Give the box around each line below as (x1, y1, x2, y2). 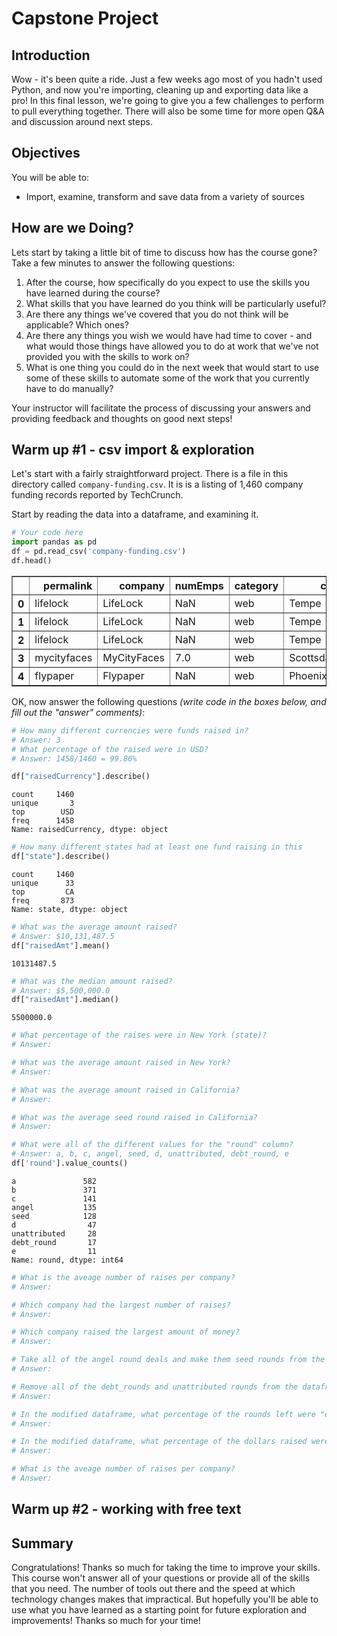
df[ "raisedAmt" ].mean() (11, 940, 111, 951)
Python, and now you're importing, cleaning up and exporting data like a (11, 84, 309, 96)
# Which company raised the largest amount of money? (11, 1327, 241, 1337)
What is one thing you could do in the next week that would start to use (25, 361, 320, 373)
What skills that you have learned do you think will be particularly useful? (25, 297, 327, 309)
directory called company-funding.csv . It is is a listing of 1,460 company (11, 478, 304, 491)
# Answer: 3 (11, 735, 61, 745)
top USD (11, 807, 75, 817)
